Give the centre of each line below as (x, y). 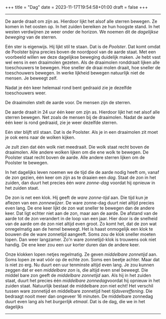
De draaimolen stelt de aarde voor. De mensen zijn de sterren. (68, 102)
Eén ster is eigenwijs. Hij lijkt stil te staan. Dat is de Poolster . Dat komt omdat (83, 47)
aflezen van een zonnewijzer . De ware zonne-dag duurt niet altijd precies (80, 203)
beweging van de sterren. (31, 37)
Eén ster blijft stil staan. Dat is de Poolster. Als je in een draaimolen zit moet (82, 132)
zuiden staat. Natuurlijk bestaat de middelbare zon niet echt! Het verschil (79, 286)
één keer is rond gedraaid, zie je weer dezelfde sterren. (62, 122)
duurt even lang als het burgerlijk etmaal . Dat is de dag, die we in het (75, 301)
